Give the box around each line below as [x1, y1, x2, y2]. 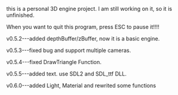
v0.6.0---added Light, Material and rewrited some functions [6, 82, 157, 89]
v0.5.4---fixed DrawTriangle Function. [6, 59, 102, 65]
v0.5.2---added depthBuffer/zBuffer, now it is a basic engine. [6, 35, 160, 42]
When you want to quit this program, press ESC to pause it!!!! [6, 24, 160, 30]
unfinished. [6, 11, 35, 19]
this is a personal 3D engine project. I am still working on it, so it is [6, 5, 173, 12]
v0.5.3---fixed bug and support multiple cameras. [6, 47, 131, 54]
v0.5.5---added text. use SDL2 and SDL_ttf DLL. [6, 70, 127, 77]
